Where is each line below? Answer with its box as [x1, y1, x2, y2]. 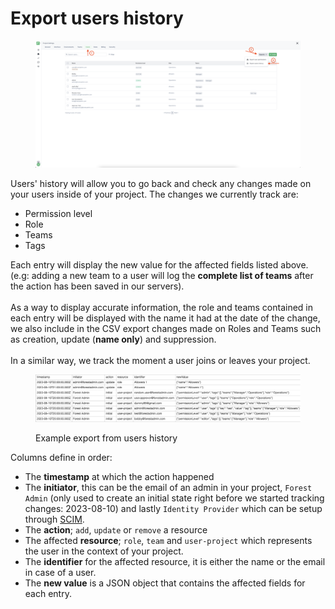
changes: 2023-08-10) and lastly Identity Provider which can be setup [24, 503, 323, 515]
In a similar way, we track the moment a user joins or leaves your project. [10, 354, 311, 366]
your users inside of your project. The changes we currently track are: [10, 188, 299, 200]
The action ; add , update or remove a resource [24, 524, 208, 536]
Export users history [10, 7, 184, 30]
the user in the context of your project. [24, 545, 184, 557]
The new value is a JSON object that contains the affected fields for [24, 577, 306, 589]
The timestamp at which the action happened [24, 471, 215, 483]
